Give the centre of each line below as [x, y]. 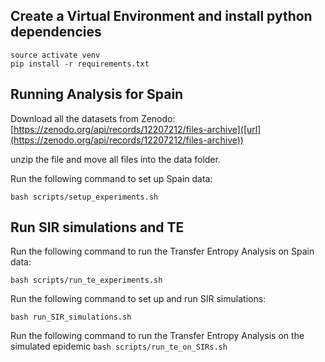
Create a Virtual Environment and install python [161, 16]
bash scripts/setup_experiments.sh [84, 197]
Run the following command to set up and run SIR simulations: [138, 299]
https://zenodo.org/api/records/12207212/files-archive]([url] [137, 129]
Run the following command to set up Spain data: [111, 178]
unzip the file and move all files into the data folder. [115, 159]
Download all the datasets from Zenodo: [93, 118]
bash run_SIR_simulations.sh [71, 317]
